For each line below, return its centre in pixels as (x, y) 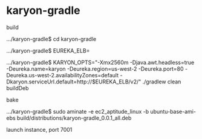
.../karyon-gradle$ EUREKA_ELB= (48, 50)
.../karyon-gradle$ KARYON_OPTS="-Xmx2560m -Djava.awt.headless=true (100, 62)
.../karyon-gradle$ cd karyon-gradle (51, 39)
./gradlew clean (162, 82)
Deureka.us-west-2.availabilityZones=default (63, 75)
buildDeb (18, 88)
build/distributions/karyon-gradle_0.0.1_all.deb (74, 118)
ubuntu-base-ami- (173, 111)
